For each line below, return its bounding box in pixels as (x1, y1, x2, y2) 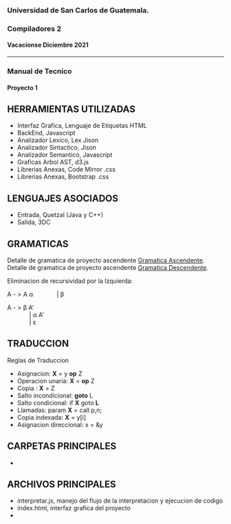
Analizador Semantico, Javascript (16, 150, 113, 159)
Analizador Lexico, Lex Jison (16, 136, 99, 144)
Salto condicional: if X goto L (16, 398, 100, 407)
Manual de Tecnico (7, 66, 72, 76)
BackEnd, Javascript (16, 129, 76, 137)
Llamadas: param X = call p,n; (16, 406, 102, 414)
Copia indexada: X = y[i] (16, 413, 87, 421)
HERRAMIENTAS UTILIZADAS (7, 103, 136, 115)
